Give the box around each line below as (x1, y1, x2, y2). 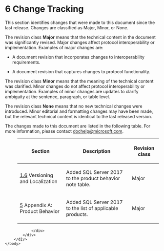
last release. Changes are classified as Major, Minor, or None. (5, 24, 128, 30)
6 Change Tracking (5, 3, 84, 15)
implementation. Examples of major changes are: (5, 44, 103, 50)
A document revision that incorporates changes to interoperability (12, 54, 145, 60)
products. (66, 211, 88, 218)
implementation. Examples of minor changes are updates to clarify (5, 88, 139, 94)
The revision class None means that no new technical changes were (5, 103, 143, 109)
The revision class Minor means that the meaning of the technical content (5, 78, 154, 84)
